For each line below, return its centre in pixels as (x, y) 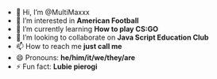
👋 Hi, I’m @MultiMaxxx (52, 12)
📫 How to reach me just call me (69, 46)
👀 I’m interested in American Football (77, 21)
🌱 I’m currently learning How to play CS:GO (87, 29)
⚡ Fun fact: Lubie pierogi (56, 66)
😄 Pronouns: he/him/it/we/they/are (76, 58)
